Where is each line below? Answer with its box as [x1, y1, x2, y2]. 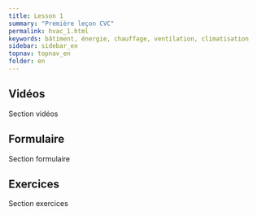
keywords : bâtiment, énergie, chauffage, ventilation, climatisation [8, 34, 250, 43]
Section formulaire [8, 153, 71, 163]
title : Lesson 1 [8, 11, 63, 20]
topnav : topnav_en [8, 49, 71, 58]
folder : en [8, 58, 46, 66]
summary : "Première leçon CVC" [8, 19, 115, 28]
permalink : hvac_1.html [8, 27, 89, 35]
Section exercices [8, 199, 69, 209]
